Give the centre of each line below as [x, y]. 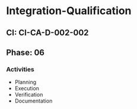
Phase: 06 [25, 52]
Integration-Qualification [69, 11]
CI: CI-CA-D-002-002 [47, 33]
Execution [27, 88]
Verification [29, 95]
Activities [20, 69]
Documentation [34, 101]
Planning [26, 82]
